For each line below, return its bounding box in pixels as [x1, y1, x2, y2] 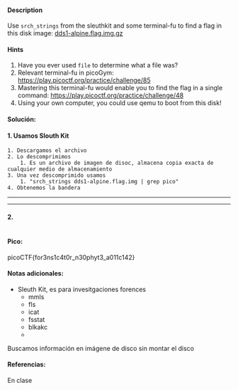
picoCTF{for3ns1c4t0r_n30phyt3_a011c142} [7, 253, 135, 261]
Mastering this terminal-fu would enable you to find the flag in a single [17, 84, 223, 92]
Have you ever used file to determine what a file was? [17, 61, 178, 70]
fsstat [28, 315, 45, 323]
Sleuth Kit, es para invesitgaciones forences [17, 285, 147, 293]
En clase [7, 377, 33, 385]
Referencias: [7, 360, 46, 369]
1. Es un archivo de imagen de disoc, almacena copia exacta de [20, 160, 214, 167]
